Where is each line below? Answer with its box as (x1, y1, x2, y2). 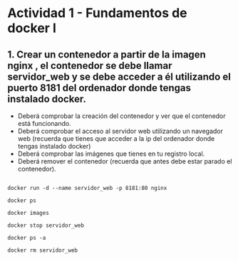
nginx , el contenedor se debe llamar (7, 59, 172, 72)
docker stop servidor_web (7, 222, 84, 229)
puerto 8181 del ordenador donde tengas (7, 82, 191, 94)
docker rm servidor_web (7, 247, 78, 254)
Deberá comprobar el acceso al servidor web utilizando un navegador (17, 127, 223, 135)
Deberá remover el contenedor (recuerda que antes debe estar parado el (17, 157, 232, 165)
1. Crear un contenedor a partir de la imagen (7, 48, 207, 60)
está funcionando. (17, 119, 71, 127)
